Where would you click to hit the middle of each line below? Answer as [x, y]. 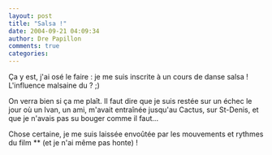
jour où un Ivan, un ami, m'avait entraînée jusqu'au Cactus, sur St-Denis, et [134, 110]
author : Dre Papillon [45, 39]
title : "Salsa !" [38, 24]
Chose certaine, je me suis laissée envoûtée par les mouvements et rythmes [136, 134]
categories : [28, 54]
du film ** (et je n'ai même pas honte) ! [73, 142]
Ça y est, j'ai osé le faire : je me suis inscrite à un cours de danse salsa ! [129, 77]
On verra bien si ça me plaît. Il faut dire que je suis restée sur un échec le [130, 101]
